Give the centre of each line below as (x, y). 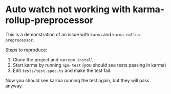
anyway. (14, 86)
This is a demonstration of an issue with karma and (58, 34)
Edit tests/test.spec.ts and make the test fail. (62, 70)
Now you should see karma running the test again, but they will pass (77, 80)
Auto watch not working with (68, 9)
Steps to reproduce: (26, 50)
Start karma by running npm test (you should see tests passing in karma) (89, 65)
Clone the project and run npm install (53, 59)
